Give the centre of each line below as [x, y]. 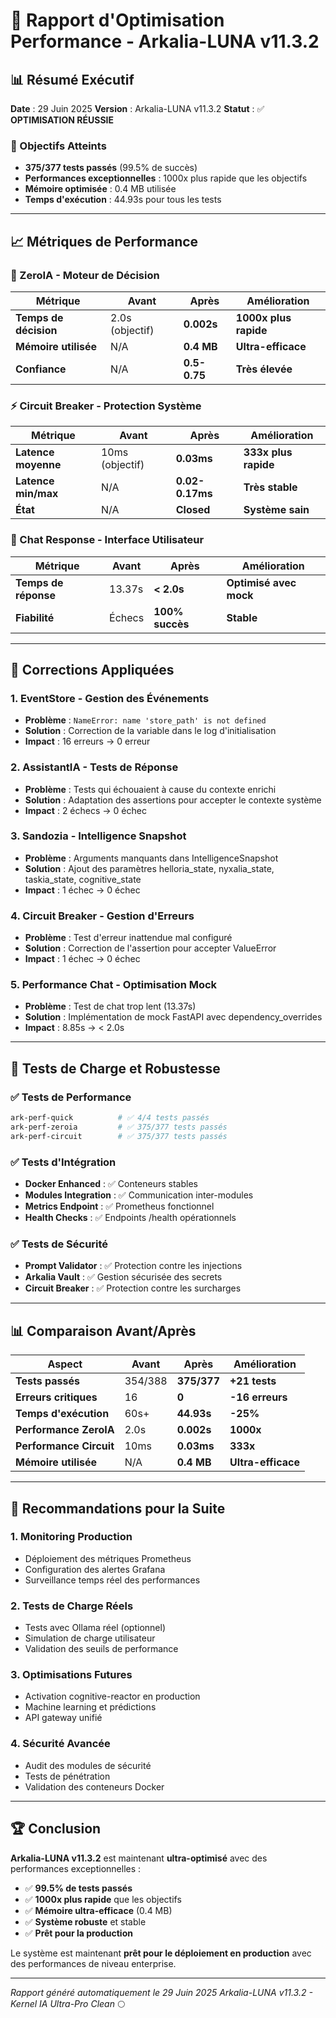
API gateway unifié [63, 1718]
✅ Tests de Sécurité [59, 1244]
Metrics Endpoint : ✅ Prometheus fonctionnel [119, 1206]
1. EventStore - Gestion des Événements [110, 698]
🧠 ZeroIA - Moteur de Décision [85, 275]
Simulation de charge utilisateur [90, 1638]
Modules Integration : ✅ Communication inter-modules [139, 1195]
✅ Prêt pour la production [78, 1933]
